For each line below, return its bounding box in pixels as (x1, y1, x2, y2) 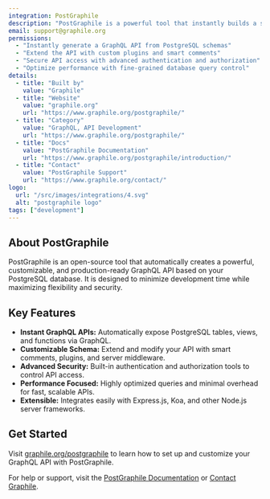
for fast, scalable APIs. (19, 387, 95, 396)
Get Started (8, 427, 67, 441)
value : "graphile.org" (22, 101, 99, 109)
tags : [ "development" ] (8, 206, 84, 214)
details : (8, 72, 38, 80)
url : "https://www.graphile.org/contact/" (22, 176, 167, 185)
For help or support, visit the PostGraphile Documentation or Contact (8, 472, 236, 482)
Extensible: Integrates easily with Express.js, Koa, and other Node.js (19, 395, 247, 405)
